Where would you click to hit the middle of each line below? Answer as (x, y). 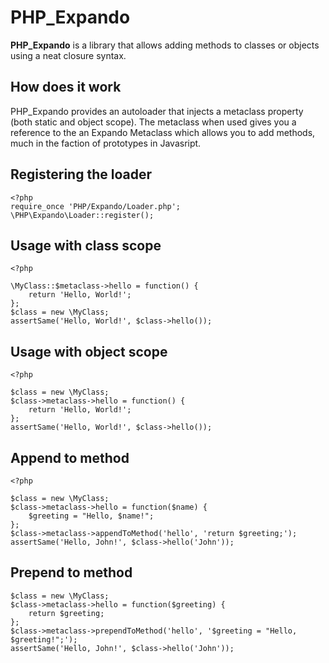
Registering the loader (81, 174)
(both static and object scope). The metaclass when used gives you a (153, 122)
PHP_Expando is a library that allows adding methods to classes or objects (165, 45)
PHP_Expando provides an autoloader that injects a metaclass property (157, 111)
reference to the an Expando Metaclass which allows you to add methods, (163, 132)
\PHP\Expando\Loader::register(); (82, 215)
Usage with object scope (89, 351)
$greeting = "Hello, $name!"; (91, 516)
